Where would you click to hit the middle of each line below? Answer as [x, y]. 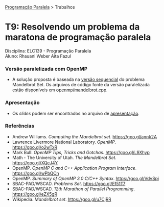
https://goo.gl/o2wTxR [35, 147]
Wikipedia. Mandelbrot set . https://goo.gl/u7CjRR [62, 199]
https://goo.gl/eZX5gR [35, 194]
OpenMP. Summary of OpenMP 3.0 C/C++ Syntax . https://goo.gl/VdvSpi [85, 178]
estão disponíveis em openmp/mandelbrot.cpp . [60, 90]
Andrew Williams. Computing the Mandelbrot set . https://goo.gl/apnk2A [84, 136]
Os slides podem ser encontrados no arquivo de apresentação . [76, 113]
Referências [20, 126]
